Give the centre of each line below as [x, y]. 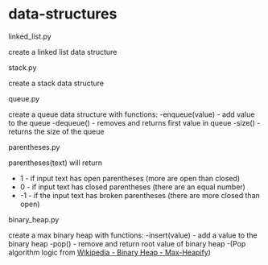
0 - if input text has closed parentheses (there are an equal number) [132, 187]
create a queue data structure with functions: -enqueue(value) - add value [132, 114]
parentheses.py [34, 147]
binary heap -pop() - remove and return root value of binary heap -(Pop [127, 243]
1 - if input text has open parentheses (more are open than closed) [130, 178]
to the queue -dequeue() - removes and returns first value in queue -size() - [134, 122]
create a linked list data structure [63, 52]
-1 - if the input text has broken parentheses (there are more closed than [140, 195]
